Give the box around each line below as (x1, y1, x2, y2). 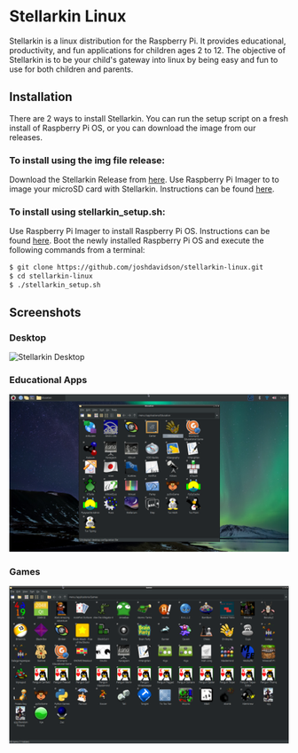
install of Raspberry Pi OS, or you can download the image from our (9, 122, 256, 133)
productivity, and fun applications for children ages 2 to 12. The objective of (9, 44, 286, 55)
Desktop (9, 331, 47, 343)
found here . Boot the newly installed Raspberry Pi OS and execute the (9, 235, 264, 246)
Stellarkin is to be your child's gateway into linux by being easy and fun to (9, 54, 278, 65)
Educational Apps (9, 373, 88, 386)
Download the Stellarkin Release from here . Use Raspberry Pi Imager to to (9, 175, 279, 185)
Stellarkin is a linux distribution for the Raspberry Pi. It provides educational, (9, 35, 286, 46)
